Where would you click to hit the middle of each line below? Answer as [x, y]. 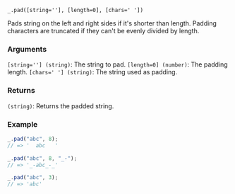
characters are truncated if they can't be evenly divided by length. [103, 31]
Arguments [27, 49]
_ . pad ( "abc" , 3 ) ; [33, 178]
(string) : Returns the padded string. [61, 105]
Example [23, 124]
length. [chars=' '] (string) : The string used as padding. [92, 72]
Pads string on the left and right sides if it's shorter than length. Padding [112, 23]
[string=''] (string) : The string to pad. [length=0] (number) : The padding [117, 64]
